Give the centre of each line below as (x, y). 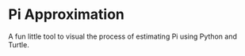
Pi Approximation (66, 15)
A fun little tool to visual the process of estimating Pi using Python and (123, 36)
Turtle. (19, 44)
